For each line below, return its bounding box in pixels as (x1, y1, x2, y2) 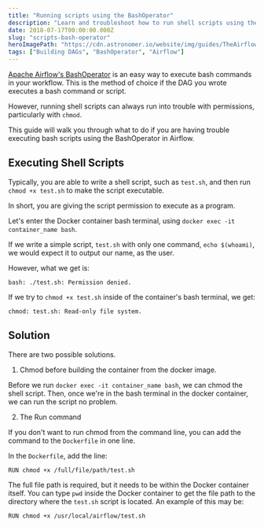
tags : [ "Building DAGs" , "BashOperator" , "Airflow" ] (8, 48, 185, 56)
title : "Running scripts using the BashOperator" (8, 11, 174, 20)
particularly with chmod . (8, 110, 82, 119)
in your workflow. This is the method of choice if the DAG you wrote (8, 78, 227, 87)
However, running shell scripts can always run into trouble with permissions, (8, 101, 255, 111)
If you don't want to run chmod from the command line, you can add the (8, 427, 242, 437)
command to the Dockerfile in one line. (8, 436, 136, 445)
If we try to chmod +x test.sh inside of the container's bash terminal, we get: (8, 292, 255, 301)
